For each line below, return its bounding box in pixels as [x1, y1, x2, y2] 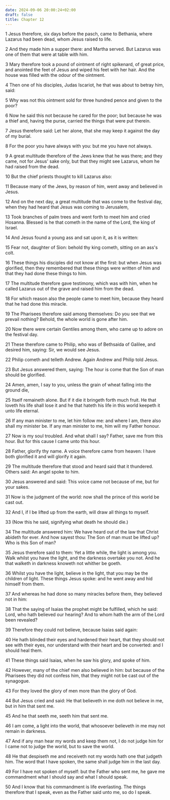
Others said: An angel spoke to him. [5, 469, 80, 475]
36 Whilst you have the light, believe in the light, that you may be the [5, 570, 148, 576]
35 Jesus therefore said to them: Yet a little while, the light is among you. [5, 550, 157, 556]
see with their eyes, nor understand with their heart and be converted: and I [5, 642, 163, 648]
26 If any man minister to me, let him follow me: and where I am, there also [5, 418, 161, 424]
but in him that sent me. [5, 703, 55, 709]
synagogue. [5, 678, 30, 684]
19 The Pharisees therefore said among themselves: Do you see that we [5, 311, 155, 317]
